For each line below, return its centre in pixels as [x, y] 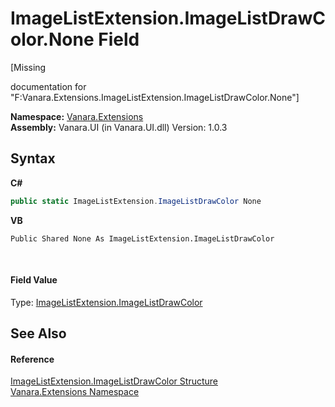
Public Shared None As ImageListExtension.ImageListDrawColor [142, 238]
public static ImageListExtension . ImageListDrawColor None [136, 201]
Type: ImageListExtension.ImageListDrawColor [106, 302]
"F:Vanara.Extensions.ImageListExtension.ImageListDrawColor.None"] [155, 97]
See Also [38, 333]
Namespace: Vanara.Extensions [77, 116]
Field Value [34, 280]
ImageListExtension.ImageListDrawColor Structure [114, 381]
